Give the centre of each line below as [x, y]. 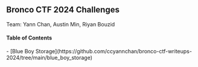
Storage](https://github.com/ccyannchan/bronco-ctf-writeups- [113, 51]
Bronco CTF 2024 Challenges [63, 10]
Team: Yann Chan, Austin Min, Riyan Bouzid [61, 24]
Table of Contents [29, 38]
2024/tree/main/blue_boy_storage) [49, 58]
